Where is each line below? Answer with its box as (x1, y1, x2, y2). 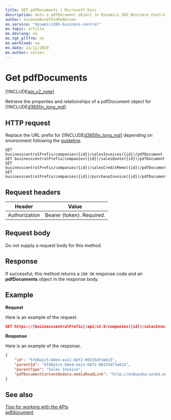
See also (5, 391, 33, 399)
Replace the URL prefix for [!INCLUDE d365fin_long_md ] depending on (5, 132, 153, 138)
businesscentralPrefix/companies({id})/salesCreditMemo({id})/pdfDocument (5, 165, 167, 170)
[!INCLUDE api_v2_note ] (5, 88, 54, 95)
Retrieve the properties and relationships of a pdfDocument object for (5, 99, 152, 105)
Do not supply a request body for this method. (5, 242, 102, 248)
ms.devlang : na (5, 31, 38, 36)
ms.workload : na (5, 41, 40, 46)
